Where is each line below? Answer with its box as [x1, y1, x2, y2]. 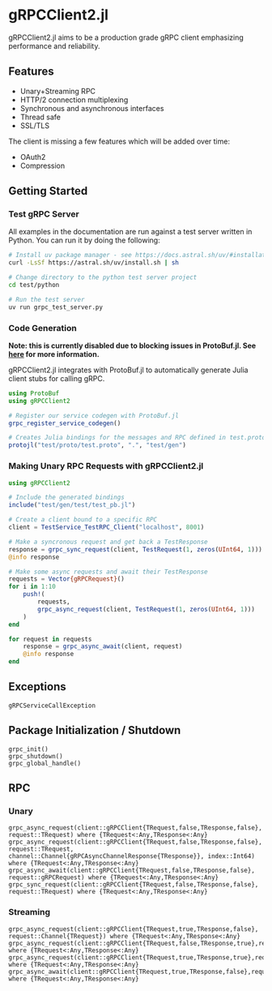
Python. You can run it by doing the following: [8, 235, 160, 245]
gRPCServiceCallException [8, 701, 96, 710]
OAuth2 [19, 152, 46, 161]
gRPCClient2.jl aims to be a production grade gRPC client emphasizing [8, 32, 244, 42]
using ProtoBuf [8, 389, 60, 397]
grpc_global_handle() [8, 759, 82, 767]
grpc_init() [8, 744, 49, 753]
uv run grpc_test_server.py [8, 302, 104, 311]
